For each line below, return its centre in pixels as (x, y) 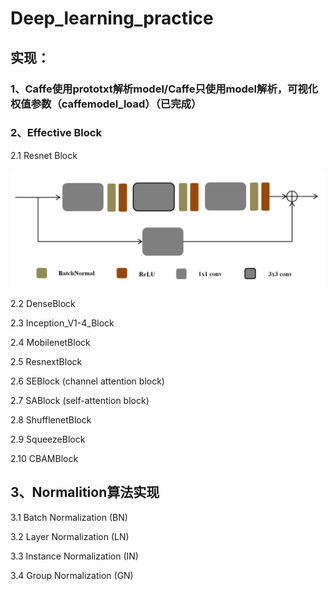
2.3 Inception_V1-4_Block (62, 323)
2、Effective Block (56, 133)
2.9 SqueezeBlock (48, 439)
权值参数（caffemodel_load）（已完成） (106, 104)
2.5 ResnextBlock (46, 361)
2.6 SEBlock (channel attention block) (87, 381)
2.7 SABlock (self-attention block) (80, 400)
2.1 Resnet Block (44, 155)
